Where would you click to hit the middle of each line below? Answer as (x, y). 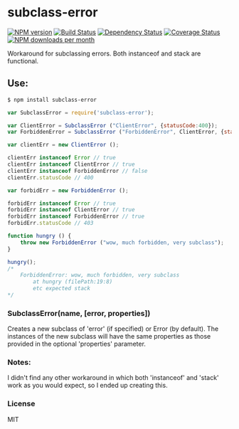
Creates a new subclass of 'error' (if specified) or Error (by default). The (113, 329)
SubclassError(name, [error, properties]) (79, 313)
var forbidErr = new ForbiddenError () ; (68, 190)
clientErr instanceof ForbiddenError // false (78, 171)
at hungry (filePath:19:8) (73, 282)
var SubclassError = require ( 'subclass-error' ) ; (81, 112)
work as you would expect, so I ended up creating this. (88, 386)
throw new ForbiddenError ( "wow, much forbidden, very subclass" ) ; (122, 243)
